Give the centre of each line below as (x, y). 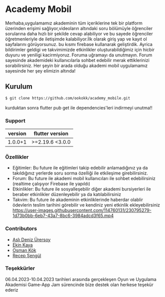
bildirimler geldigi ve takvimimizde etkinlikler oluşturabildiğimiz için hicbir (80, 49)
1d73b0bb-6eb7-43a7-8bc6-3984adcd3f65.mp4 (63, 215)
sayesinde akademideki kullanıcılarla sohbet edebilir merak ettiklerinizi (77, 60)
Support (15, 120)
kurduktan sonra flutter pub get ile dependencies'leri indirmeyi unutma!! (79, 107)
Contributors (21, 228)
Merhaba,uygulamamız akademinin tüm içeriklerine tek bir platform (74, 23)
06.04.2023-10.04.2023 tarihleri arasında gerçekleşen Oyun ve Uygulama (81, 279)
